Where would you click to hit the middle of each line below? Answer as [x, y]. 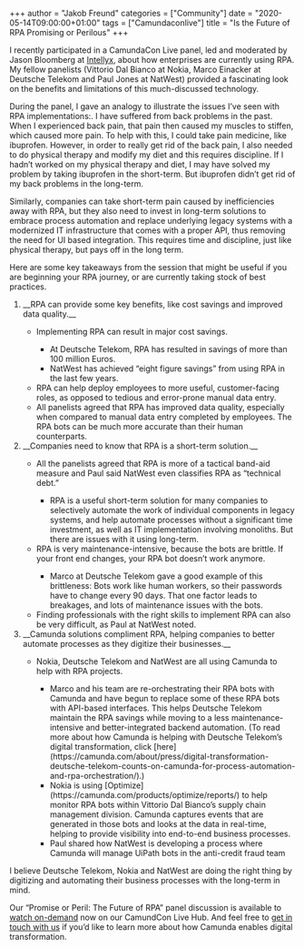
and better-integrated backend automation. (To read [183, 727]
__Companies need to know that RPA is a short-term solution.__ [140, 446]
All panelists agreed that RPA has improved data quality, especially [160, 407]
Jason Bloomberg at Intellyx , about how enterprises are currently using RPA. [152, 60]
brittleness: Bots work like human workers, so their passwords [166, 586]
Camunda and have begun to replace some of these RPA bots [165, 698]
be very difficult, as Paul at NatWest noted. [116, 624]
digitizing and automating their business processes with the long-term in [145, 880]
